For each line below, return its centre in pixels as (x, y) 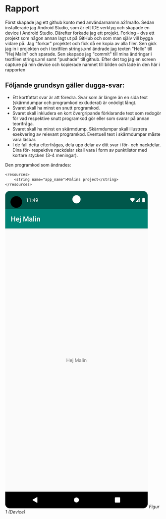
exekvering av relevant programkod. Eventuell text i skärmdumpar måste (86, 134)
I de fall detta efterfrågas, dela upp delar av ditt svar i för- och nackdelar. (86, 145)
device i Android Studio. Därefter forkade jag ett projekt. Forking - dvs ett (80, 33)
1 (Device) (15, 512)
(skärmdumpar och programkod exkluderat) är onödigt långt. (74, 103)
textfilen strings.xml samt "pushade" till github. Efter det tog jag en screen (81, 59)
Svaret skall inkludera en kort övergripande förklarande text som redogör (87, 113)
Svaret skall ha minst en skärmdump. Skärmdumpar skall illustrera (80, 129)
